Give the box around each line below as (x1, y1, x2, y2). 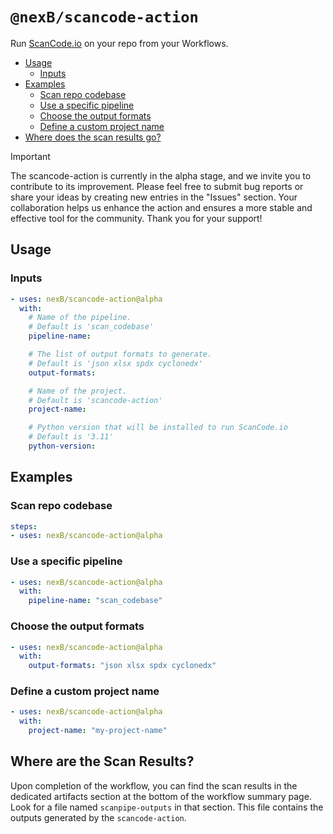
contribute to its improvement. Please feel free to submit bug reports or (10, 180, 304, 192)
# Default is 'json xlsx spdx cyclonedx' (28, 358, 203, 368)
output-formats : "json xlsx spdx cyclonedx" (28, 661, 217, 671)
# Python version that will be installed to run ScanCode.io (28, 423, 288, 433)
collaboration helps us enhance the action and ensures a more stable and (10, 201, 313, 213)
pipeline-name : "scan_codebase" (28, 596, 163, 606)
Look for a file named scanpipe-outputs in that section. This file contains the (10, 801, 324, 813)
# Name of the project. (28, 386, 128, 396)
